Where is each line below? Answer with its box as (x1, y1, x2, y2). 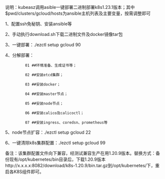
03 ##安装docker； (25, 82, 61, 87)
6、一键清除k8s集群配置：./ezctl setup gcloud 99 (5, 140, 106, 146)
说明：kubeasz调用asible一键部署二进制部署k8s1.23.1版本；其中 (5, 4, 135, 10)
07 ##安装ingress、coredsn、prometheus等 (25, 120, 108, 125)
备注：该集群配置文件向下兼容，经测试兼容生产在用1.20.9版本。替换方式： (5, 150, 156, 156)
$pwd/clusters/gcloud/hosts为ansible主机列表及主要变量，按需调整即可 (5, 10, 151, 16)
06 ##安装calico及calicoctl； (25, 111, 84, 116)
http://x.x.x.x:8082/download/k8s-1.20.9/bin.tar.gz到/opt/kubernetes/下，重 (5, 163, 160, 168)
